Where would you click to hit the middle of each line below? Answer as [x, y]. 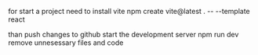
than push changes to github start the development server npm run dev [124, 34]
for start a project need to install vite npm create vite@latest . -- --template [129, 11]
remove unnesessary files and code [66, 43]
